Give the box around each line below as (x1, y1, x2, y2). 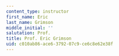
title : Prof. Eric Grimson (6, 36, 72, 41)
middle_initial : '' (6, 24, 54, 31)
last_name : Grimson (6, 19, 54, 25)
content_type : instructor (6, 8, 69, 15)
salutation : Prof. (6, 30, 51, 36)
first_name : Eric (6, 14, 48, 20)
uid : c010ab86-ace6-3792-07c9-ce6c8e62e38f (6, 41, 114, 47)
